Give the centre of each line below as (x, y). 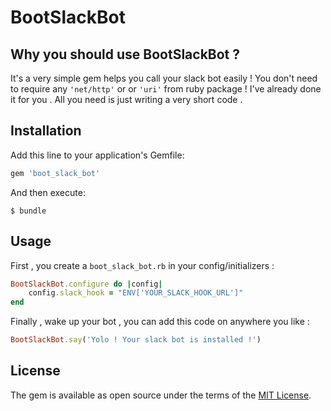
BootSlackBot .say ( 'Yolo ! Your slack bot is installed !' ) (136, 340)
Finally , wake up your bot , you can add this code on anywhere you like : (160, 322)
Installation (46, 131)
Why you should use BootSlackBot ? (125, 54)
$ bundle (28, 211)
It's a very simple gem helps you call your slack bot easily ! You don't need (164, 78)
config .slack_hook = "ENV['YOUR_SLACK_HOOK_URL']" (136, 293)
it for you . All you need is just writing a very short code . (126, 99)
